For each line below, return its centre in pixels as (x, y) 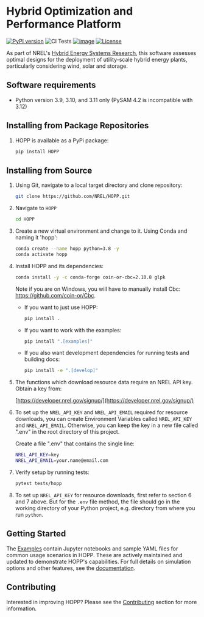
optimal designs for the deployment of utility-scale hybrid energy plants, (97, 59)
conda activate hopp (41, 254)
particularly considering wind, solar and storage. (67, 66)
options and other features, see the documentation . (71, 568)
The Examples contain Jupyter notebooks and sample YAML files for (92, 549)
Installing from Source (49, 170)
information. (22, 608)
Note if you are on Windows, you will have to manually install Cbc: (98, 289)
